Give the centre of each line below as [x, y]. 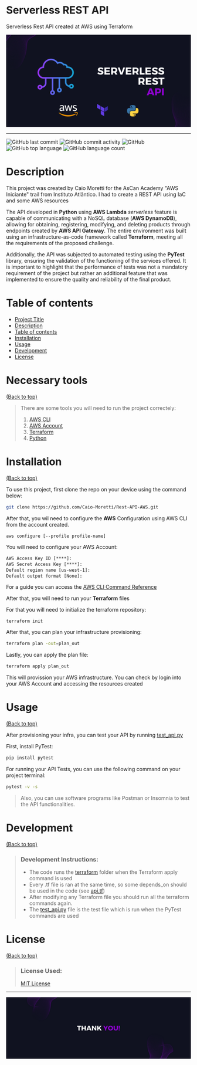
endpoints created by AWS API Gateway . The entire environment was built [96, 230]
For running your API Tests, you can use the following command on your [93, 769]
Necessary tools [47, 380]
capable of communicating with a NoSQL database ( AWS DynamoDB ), [91, 218]
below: [14, 496]
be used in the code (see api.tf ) [67, 891]
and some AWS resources [38, 201]
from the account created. [38, 524]
